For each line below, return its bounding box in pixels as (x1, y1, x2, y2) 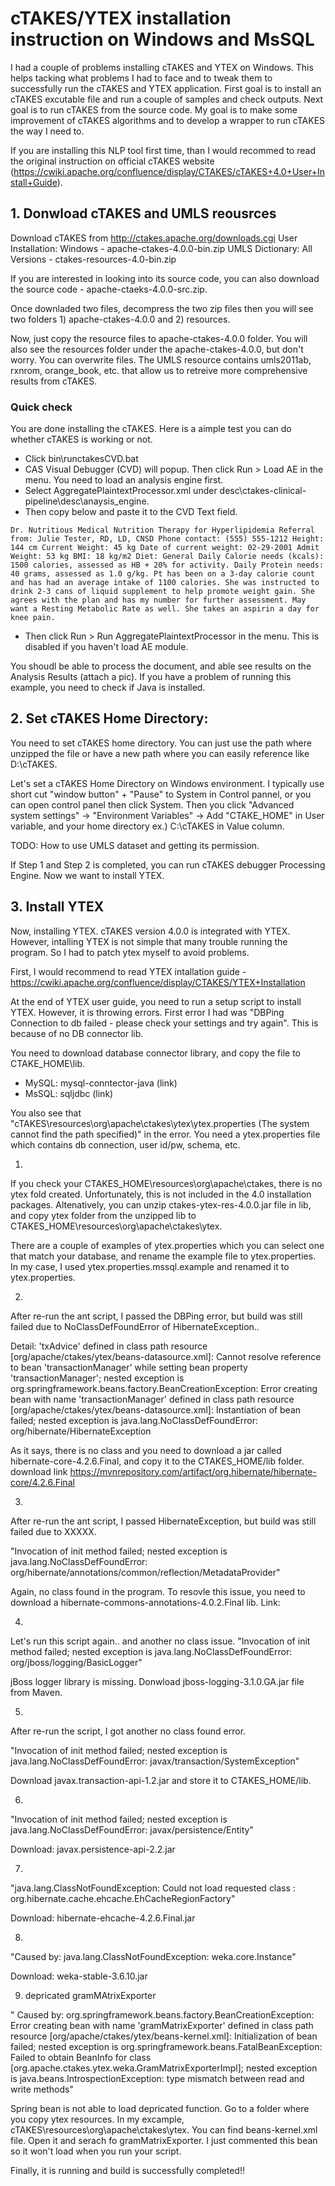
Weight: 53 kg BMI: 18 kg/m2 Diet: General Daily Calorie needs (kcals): (10, 552, 325, 562)
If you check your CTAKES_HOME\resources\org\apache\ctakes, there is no (10, 1177, 323, 1189)
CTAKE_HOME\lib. (10, 1057, 86, 1069)
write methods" (10, 2083, 74, 2095)
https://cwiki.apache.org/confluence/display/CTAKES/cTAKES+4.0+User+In (13, 165, 325, 177)
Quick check (10, 400, 73, 414)
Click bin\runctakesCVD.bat (24, 453, 139, 465)
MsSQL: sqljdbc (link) (24, 1087, 114, 1099)
